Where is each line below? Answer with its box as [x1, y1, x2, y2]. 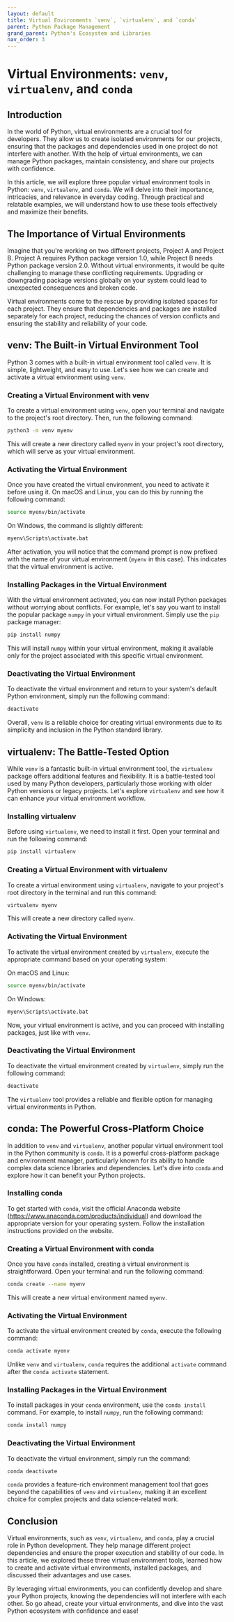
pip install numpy [7, 631, 61, 639]
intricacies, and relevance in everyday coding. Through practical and [7, 193, 205, 201]
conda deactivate [7, 1468, 58, 1475]
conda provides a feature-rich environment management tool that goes [7, 1480, 209, 1489]
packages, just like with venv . [7, 1028, 91, 1037]
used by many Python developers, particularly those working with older [7, 779, 212, 788]
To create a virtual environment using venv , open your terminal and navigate [7, 406, 225, 415]
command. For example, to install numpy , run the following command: [7, 1408, 203, 1417]
